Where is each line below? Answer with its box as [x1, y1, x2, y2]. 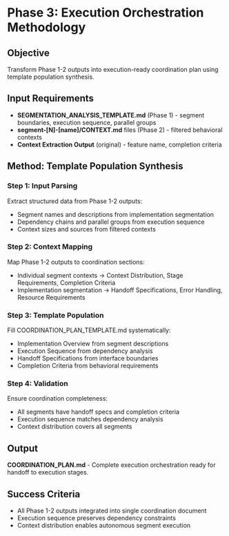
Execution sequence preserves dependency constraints [17, 514, 176, 522]
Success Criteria [7, 488, 81, 500]
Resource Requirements [17, 293, 86, 301]
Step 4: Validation [7, 379, 68, 388]
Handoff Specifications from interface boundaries [17, 354, 159, 363]
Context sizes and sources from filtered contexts [17, 224, 157, 233]
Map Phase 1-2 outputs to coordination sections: [7, 258, 145, 266]
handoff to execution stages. [7, 468, 89, 477]
